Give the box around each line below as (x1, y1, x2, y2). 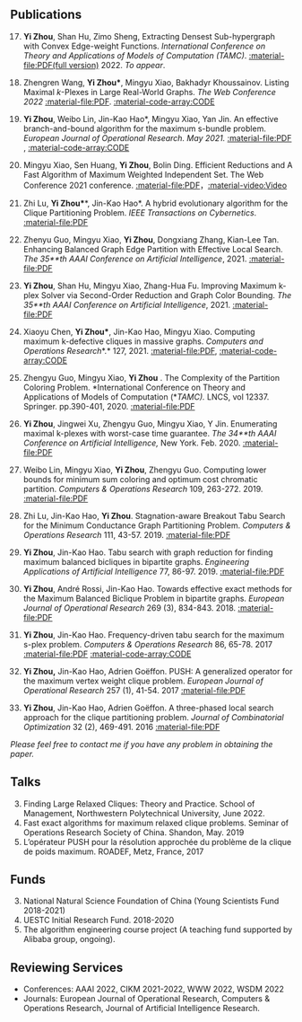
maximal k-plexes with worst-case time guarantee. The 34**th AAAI (22, 427, 277, 438)
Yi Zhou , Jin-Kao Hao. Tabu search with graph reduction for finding (22, 547, 273, 558)
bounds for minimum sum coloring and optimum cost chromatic (22, 473, 258, 484)
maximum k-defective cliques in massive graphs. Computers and (22, 336, 263, 347)
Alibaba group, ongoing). (22, 934, 116, 945)
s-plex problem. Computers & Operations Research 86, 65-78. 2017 (22, 639, 272, 649)
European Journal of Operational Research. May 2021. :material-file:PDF (22, 132, 292, 143)
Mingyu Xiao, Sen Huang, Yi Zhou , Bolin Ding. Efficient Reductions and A (22, 159, 293, 170)
